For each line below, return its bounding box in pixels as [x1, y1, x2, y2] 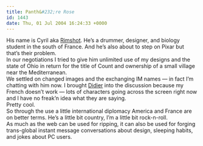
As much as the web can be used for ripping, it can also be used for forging [6, 121, 196, 128]
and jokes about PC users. [6, 133, 72, 141]
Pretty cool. [6, 101, 35, 108]
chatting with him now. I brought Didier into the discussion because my [6, 82, 184, 89]
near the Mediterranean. [6, 69, 67, 76]
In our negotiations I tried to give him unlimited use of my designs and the [6, 56, 190, 64]
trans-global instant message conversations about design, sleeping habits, [6, 127, 193, 134]
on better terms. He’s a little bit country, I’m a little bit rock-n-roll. [6, 114, 168, 121]
